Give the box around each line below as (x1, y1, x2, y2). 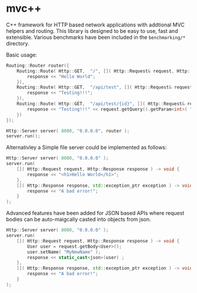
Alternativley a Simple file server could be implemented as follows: (6, 144, 167, 151)
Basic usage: (6, 51, 38, 58)
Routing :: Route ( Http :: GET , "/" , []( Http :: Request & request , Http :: (16, 68, 193, 74)
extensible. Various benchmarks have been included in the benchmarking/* (6, 33, 186, 41)
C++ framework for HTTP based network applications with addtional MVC (6, 21, 185, 28)
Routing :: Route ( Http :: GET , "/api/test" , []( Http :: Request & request (16, 85, 193, 90)
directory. (6, 40, 29, 47)
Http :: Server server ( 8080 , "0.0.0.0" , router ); (6, 128, 130, 134)
